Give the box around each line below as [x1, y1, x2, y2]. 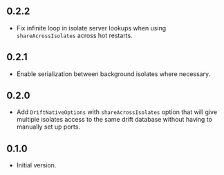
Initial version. [16, 161, 57, 169]
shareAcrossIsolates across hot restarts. [16, 31, 133, 39]
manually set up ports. [16, 122, 81, 131]
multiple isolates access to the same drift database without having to [16, 116, 212, 124]
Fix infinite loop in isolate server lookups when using [16, 24, 167, 32]
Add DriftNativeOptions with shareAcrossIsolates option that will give [16, 108, 218, 116]
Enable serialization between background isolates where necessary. [16, 69, 211, 78]
